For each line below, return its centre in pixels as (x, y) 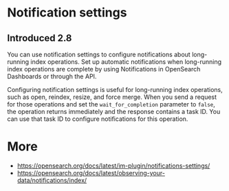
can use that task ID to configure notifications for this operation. (98, 119)
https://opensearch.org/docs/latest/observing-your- (91, 172)
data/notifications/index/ (52, 180)
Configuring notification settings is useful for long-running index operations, (115, 90)
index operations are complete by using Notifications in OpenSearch (104, 69)
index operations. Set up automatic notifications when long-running (126, 62)
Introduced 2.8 (40, 38)
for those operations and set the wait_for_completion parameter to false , (111, 104)
